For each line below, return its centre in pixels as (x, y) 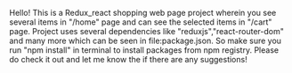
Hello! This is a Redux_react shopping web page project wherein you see (143, 13)
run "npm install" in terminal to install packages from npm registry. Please (144, 50)
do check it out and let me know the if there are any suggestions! (128, 59)
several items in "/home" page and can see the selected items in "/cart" (141, 22)
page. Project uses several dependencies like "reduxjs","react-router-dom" (147, 31)
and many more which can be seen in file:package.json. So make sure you (146, 40)
